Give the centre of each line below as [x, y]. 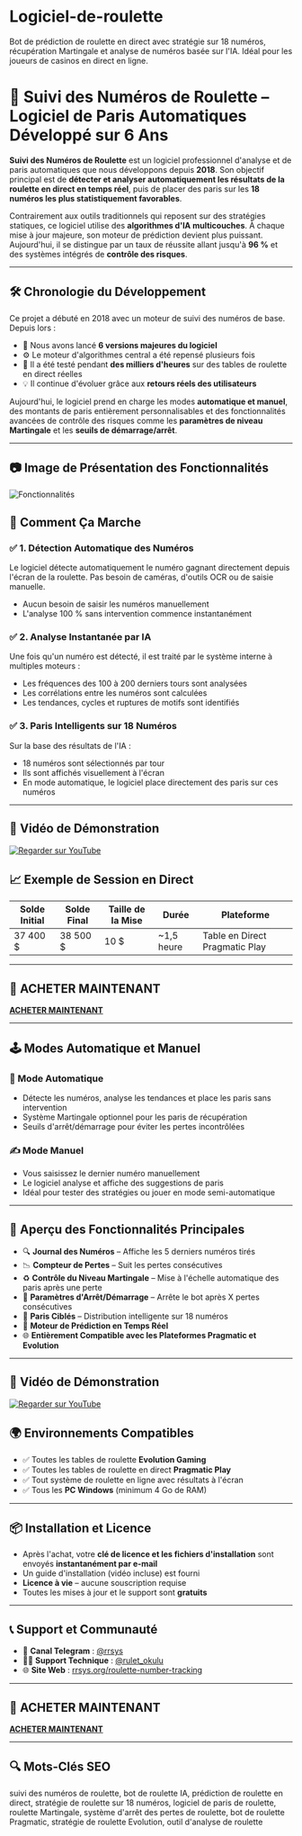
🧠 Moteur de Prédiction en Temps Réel [95, 1326]
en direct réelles [52, 373]
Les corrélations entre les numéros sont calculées [115, 693]
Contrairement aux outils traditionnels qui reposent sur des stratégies [138, 216]
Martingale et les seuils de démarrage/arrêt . [93, 430]
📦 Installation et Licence [80, 1529]
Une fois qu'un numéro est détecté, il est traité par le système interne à [141, 657]
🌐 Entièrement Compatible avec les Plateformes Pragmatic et [139, 1336]
